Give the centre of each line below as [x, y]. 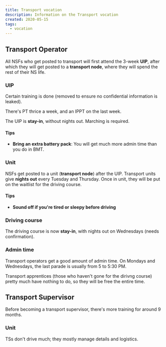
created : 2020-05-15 [27, 19]
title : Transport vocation [34, 10]
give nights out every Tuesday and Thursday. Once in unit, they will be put [83, 179]
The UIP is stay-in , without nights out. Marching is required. [67, 121]
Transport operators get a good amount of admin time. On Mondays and [80, 261]
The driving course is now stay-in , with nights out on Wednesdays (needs [82, 231]
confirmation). [20, 237]
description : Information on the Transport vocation [62, 15]
